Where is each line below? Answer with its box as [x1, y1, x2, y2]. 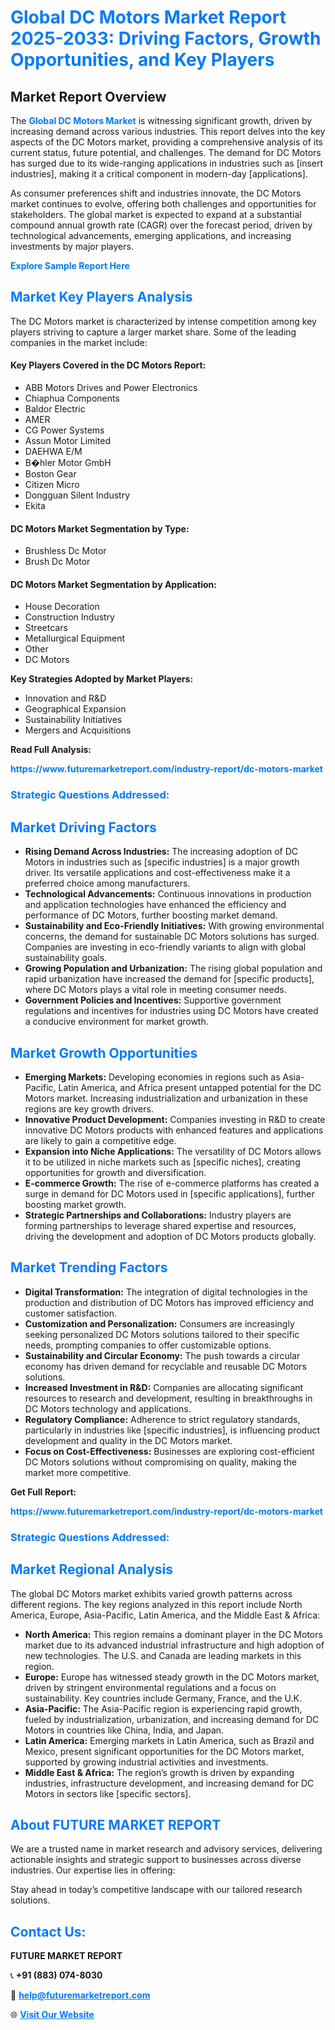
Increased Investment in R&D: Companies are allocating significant [24, 1381, 304, 1393]
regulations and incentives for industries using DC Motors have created [24, 1005, 319, 1017]
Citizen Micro [24, 479, 80, 491]
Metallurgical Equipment [24, 632, 126, 645]
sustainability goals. [24, 952, 108, 964]
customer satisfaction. [24, 1307, 118, 1319]
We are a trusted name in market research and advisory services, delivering [10, 1843, 323, 1855]
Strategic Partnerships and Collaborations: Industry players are [24, 1209, 292, 1221]
